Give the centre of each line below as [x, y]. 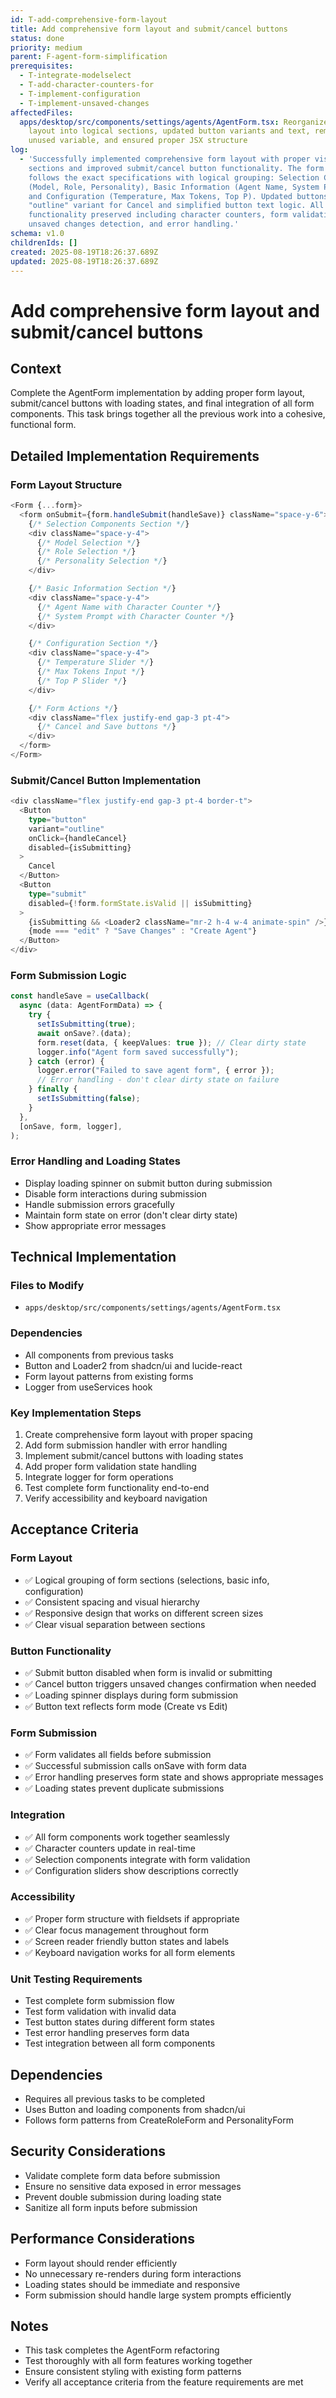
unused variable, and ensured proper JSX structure [138, 141]
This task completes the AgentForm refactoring [122, 2350]
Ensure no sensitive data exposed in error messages [133, 2186]
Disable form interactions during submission [115, 1193]
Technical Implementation [93, 1257]
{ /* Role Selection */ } [86, 552]
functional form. [43, 425]
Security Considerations [88, 2151]
